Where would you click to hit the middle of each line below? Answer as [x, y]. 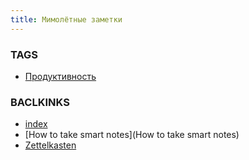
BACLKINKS [40, 102]
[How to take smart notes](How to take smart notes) [132, 135]
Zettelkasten [50, 145]
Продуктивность [60, 76]
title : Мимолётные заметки [66, 19]
